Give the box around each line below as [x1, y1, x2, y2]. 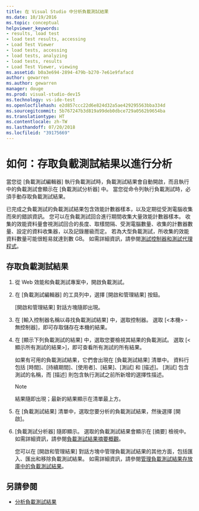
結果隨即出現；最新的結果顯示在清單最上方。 [14, 395, 124, 402]
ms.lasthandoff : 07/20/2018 [6, 124, 76, 130]
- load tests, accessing [6, 47, 68, 53]
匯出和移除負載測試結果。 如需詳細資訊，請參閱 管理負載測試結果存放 [25, 455, 193, 462]
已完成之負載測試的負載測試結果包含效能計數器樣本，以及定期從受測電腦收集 [6, 205, 193, 212]
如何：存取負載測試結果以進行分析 [6, 158, 173, 171]
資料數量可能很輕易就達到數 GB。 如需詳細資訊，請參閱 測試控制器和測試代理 [6, 235, 193, 242]
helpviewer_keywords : [6, 25, 60, 31]
